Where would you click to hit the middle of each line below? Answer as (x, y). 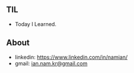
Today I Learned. (35, 24)
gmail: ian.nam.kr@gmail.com (51, 63)
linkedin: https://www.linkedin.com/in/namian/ (71, 57)
